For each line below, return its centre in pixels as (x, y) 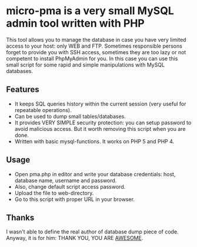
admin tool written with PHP (76, 23)
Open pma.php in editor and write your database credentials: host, (95, 174)
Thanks (20, 217)
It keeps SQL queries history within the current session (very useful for (100, 104)
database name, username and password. (66, 180)
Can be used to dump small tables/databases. (70, 116)
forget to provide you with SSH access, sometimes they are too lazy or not (96, 52)
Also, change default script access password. (70, 186)
